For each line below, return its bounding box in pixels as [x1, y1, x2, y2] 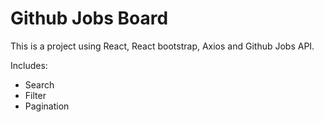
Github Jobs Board [10, 7, 169, 30]
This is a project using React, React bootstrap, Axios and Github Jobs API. [10, 40, 315, 52]
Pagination [24, 100, 70, 112]
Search [24, 78, 55, 91]
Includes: [10, 59, 48, 71]
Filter [24, 89, 47, 101]
